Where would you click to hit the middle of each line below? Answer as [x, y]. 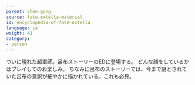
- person [17, 45]
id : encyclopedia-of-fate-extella [48, 22]
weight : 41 [19, 33]
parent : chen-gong [28, 11]
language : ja [22, 28]
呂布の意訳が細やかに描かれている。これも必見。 [75, 76]
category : [18, 39]
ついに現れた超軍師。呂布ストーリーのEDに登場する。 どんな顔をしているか [98, 62]
